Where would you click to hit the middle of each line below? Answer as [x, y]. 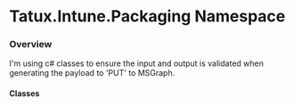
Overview [31, 45]
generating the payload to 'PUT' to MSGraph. [92, 73]
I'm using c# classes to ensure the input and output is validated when [137, 63]
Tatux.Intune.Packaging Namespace [147, 16]
